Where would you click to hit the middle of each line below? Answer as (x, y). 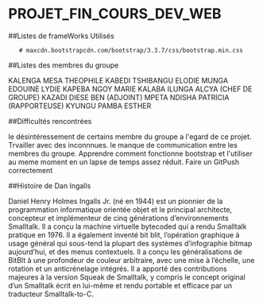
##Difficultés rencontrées (50, 121)
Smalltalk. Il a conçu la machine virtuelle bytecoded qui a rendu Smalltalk (128, 226)
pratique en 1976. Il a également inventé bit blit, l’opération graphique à (124, 234)
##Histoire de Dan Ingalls (50, 185)
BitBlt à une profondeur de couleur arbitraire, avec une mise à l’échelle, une (131, 260)
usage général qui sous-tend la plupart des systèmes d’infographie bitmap (130, 243)
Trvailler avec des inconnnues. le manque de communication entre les (123, 145)
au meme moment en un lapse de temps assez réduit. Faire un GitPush (124, 162)
